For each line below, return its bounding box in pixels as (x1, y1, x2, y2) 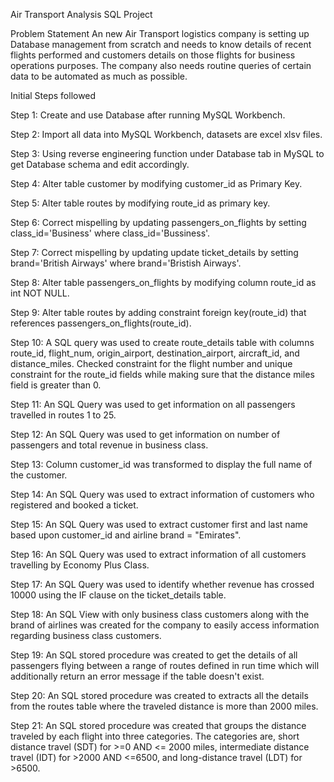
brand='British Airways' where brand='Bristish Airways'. (10, 257, 242, 269)
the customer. (10, 469, 68, 481)
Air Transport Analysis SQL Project (10, 9, 153, 20)
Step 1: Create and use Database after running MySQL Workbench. (10, 109, 286, 121)
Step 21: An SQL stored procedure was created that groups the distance (10, 720, 307, 731)
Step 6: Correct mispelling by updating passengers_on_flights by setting (10, 217, 307, 228)
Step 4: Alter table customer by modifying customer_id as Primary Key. (10, 178, 303, 189)
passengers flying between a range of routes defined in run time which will (10, 660, 320, 671)
